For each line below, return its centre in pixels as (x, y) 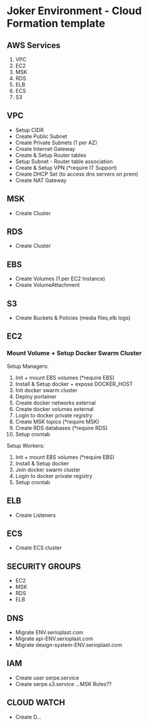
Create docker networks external (56, 403)
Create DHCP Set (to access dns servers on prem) (77, 174)
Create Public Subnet (41, 136)
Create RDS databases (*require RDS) (62, 428)
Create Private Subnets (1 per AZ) (56, 143)
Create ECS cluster (38, 548)
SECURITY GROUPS (44, 566)
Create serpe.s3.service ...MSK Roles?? (63, 684)
